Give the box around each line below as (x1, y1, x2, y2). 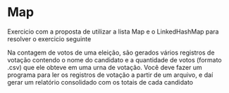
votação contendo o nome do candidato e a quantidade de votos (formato (7, 55, 222, 64)
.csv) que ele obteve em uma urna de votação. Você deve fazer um (7, 63, 202, 71)
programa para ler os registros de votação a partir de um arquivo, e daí (7, 71, 213, 79)
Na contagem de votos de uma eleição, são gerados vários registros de (7, 48, 215, 57)
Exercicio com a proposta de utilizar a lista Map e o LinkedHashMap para (7, 27, 219, 36)
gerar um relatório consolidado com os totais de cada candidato (7, 78, 194, 86)
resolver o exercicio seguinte (7, 34, 92, 43)
